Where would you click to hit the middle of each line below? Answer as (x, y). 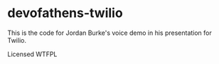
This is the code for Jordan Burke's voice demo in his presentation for (109, 33)
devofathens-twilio (65, 13)
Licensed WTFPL (32, 54)
